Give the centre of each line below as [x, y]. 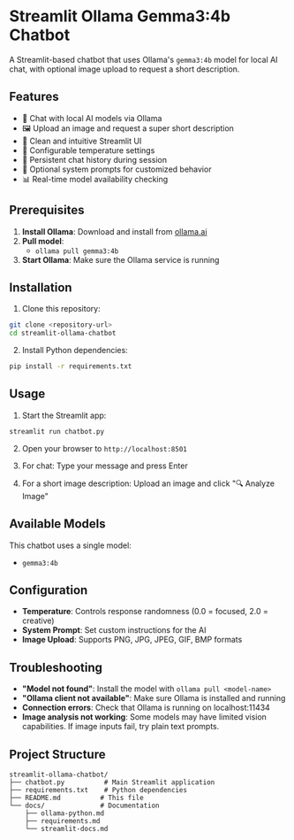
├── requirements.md [63, 821]
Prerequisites [47, 210]
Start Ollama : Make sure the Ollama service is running [121, 259]
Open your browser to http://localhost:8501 [105, 448]
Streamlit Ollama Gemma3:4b [120, 16]
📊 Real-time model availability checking [95, 179]
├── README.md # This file [76, 798]
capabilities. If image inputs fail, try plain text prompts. [121, 727]
